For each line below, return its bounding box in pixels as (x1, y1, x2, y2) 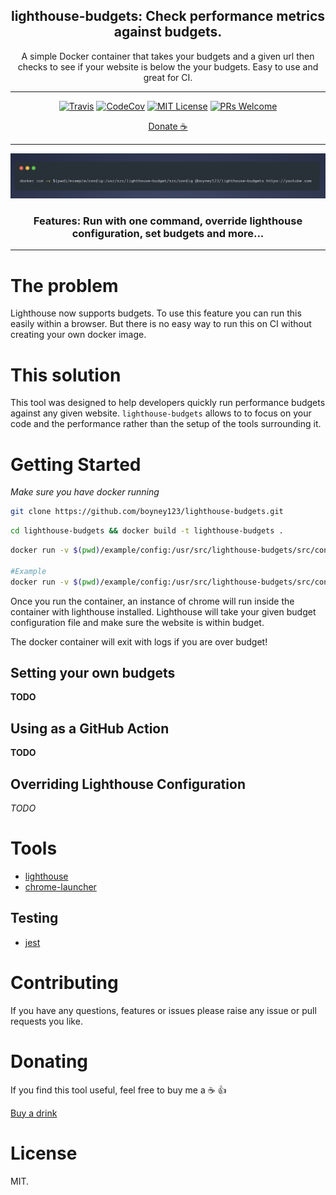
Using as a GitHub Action (10, 720, 170, 737)
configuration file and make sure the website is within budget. (10, 616, 265, 628)
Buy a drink (10, 1107, 58, 1119)
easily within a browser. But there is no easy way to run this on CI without (10, 318, 312, 330)
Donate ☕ (148, 120, 188, 132)
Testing (10, 910, 59, 927)
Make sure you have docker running (10, 486, 160, 498)
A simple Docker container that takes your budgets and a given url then (21, 50, 315, 62)
